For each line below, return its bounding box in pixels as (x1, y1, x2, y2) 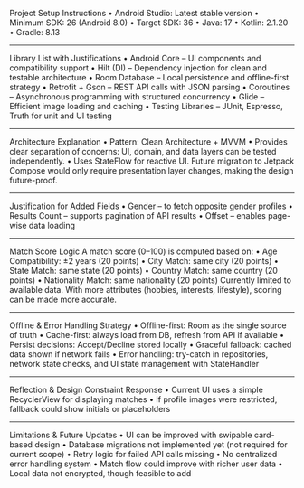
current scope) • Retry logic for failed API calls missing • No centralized (9, 449, 278, 459)
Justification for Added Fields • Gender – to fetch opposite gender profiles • (9, 201, 294, 211)
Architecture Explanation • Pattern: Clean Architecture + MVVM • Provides (9, 136, 288, 147)
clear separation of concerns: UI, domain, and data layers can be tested (9, 146, 277, 156)
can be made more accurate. (9, 294, 118, 305)
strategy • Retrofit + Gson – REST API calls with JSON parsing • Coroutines (9, 81, 290, 92)
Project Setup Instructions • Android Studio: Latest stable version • (9, 8, 260, 18)
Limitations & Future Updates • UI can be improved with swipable (9, 429, 252, 440)
